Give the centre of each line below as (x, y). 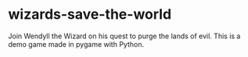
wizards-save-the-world (90, 14)
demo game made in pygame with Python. (76, 44)
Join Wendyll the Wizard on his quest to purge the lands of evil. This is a (124, 36)
